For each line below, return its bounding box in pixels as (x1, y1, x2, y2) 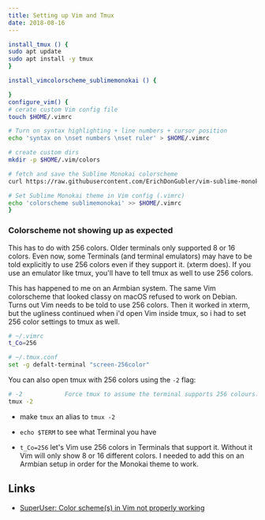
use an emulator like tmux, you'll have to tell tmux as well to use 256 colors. (8, 268, 254, 277)
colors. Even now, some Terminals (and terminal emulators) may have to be (8, 251, 252, 261)
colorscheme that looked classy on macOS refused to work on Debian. (8, 292, 238, 301)
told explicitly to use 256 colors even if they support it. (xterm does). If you (8, 259, 251, 269)
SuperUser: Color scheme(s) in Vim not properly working (19, 503, 205, 512)
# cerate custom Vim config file (8, 106, 118, 113)
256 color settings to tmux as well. (8, 317, 120, 326)
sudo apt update (8, 48, 62, 56)
